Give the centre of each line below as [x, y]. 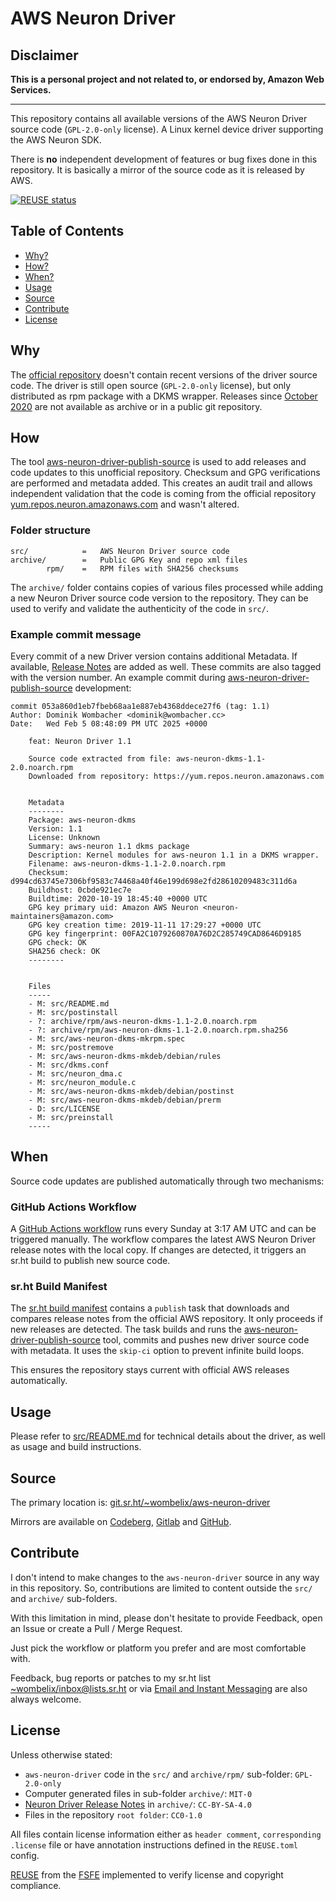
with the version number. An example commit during [118, 678]
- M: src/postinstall [73, 1013]
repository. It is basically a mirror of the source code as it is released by [157, 170]
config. [25, 1855]
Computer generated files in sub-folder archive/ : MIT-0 [138, 1793]
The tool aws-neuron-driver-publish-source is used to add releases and [158, 462]
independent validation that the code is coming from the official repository [163, 494]
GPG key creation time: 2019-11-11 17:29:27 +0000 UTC [145, 925]
